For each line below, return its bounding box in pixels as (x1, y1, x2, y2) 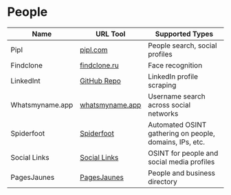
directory (147, 176, 177, 186)
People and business (147, 168, 215, 178)
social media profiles (147, 156, 215, 166)
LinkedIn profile (147, 72, 198, 81)
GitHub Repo (80, 76, 122, 85)
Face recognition (147, 60, 203, 70)
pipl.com (80, 45, 108, 54)
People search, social (147, 41, 217, 50)
